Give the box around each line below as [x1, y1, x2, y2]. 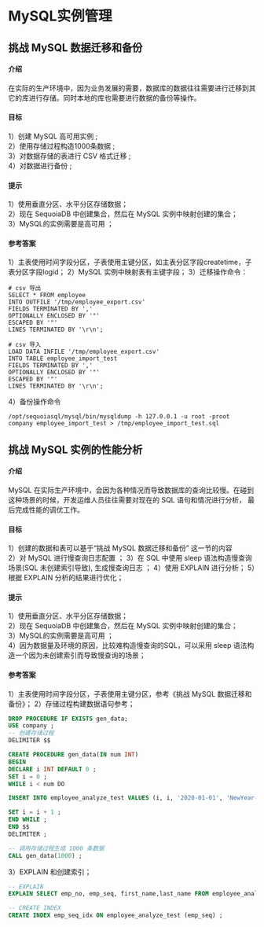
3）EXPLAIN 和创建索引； [8, 866, 92, 877]
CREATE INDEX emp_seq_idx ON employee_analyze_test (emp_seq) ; [8, 911, 223, 920]
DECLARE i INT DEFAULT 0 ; [8, 765, 97, 773]
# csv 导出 [8, 285, 42, 292]
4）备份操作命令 [8, 397, 61, 406]
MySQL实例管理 [8, 7, 112, 25]
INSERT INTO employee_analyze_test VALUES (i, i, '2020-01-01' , [8, 794, 223, 802]
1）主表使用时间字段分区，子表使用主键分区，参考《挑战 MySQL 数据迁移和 [8, 689, 252, 698]
